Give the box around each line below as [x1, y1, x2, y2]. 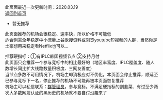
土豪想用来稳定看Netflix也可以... [5, 43, 69, 49]
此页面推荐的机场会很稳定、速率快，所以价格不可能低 [5, 31, 112, 36]
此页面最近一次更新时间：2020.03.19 [5, 4, 79, 10]
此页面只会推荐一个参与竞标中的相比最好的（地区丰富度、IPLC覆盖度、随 [5, 60, 150, 65]
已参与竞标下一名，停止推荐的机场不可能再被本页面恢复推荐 [5, 78, 124, 83]
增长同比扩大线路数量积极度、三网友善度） [9, 66, 95, 71]
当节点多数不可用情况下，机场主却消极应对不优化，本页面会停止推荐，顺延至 [5, 72, 158, 77]
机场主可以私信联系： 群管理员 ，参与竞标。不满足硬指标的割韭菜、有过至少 [5, 84, 154, 89]
